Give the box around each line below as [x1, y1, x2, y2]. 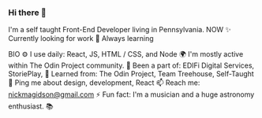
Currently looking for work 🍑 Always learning [8, 34, 154, 43]
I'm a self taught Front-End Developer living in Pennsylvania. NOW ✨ [8, 25, 231, 35]
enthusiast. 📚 [8, 101, 54, 111]
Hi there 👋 [8, 7, 47, 18]
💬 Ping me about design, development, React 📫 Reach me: [8, 78, 200, 87]
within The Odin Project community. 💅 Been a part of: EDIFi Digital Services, [8, 61, 255, 70]
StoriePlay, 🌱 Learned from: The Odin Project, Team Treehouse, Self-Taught [8, 69, 254, 79]
